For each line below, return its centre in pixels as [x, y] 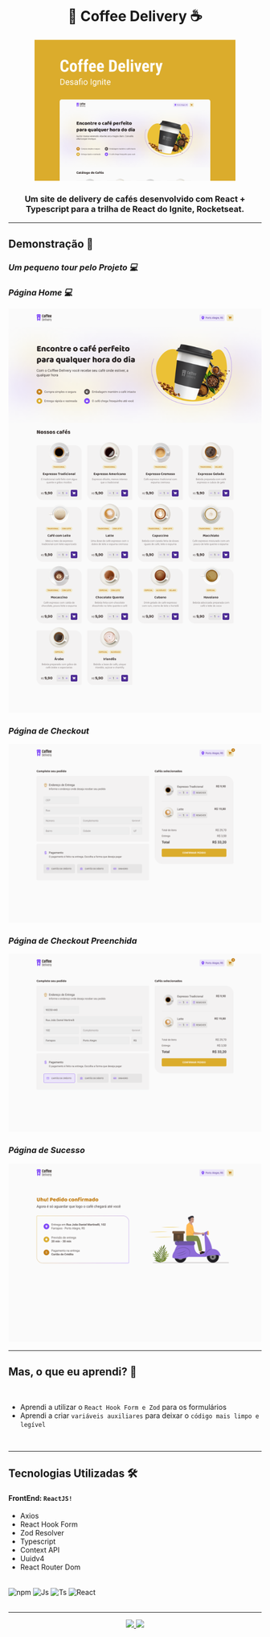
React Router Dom [50, 1567]
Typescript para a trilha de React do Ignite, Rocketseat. [135, 209]
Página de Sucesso [47, 1151]
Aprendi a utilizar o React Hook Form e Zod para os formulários [123, 1407]
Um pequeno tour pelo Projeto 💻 [73, 267]
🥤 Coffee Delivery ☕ [135, 17]
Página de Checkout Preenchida [73, 940]
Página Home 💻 [41, 292]
